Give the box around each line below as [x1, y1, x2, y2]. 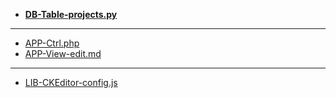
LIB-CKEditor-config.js [24, 77, 118, 88]
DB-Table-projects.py [24, 9, 118, 20]
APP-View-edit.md [24, 48, 102, 59]
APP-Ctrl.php [24, 37, 80, 49]
